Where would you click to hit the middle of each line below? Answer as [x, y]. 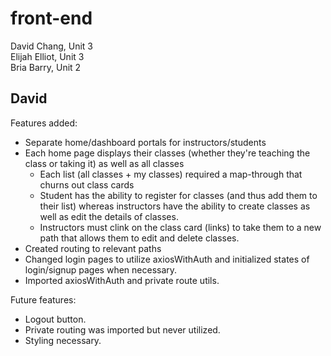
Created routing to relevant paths [93, 248]
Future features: [43, 299]
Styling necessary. [63, 340]
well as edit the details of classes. [109, 216]
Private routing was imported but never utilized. [122, 329]
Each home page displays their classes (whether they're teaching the [167, 153]
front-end [51, 18]
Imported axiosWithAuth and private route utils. [122, 280]
